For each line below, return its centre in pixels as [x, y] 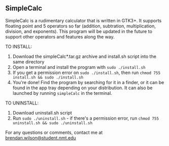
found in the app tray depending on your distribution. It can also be [82, 88]
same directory [28, 62]
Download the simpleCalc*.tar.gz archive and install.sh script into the [84, 56]
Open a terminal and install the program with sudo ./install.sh [79, 67]
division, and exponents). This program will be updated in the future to [79, 31]
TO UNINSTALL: [22, 103]
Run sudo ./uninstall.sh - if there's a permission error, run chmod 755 [86, 118]
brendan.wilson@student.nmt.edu [41, 138]
